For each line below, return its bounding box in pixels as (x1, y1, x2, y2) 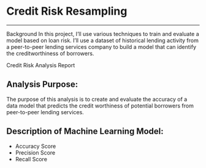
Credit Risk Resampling (6, 4, 128, 18)
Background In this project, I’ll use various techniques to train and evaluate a (6, 30, 199, 37)
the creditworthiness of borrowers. (6, 49, 94, 57)
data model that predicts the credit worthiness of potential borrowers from (6, 102, 194, 109)
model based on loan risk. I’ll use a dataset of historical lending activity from (6, 37, 199, 44)
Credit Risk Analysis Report (6, 61, 75, 68)
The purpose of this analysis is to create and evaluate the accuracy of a (6, 95, 188, 103)
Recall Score (15, 155, 48, 163)
